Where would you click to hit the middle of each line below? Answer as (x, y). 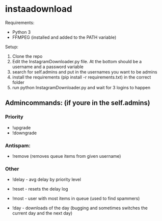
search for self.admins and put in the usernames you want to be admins (85, 72)
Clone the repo (27, 56)
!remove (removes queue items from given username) (67, 156)
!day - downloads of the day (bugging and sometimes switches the (80, 208)
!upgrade (21, 127)
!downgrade (24, 133)
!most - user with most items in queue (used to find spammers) (76, 198)
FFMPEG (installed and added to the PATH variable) (64, 37)
